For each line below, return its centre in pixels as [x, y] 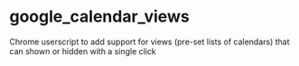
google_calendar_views [99, 17]
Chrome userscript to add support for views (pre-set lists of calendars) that [150, 42]
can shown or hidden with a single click [83, 51]
